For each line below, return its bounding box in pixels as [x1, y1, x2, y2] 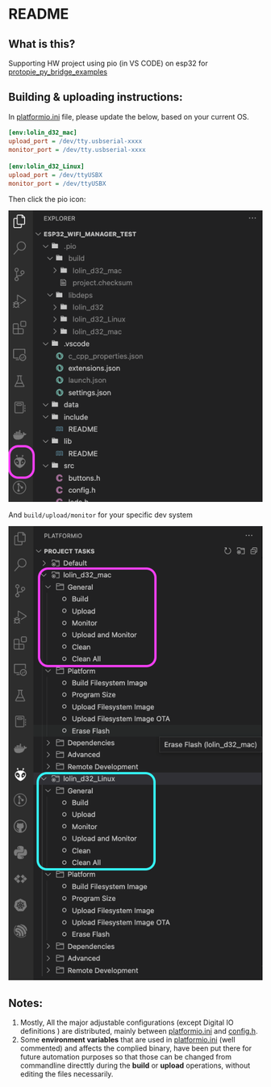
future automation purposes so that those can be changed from [19, 1052, 232, 1062]
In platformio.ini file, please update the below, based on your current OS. [8, 112, 250, 121]
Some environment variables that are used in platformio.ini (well [19, 1035, 236, 1045]
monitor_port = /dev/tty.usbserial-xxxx [8, 145, 147, 154]
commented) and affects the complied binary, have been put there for [19, 1043, 252, 1053]
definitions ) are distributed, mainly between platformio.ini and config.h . [19, 1026, 258, 1036]
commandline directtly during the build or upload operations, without [19, 1060, 251, 1071]
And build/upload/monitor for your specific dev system [8, 510, 194, 520]
